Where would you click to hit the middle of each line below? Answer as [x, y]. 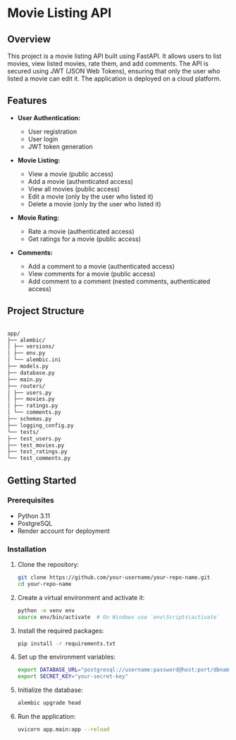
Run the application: [46, 717]
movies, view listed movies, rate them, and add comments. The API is [108, 64]
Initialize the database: [50, 690]
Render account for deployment [64, 531]
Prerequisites [31, 500]
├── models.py [28, 366]
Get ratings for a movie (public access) [85, 239]
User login [43, 139]
